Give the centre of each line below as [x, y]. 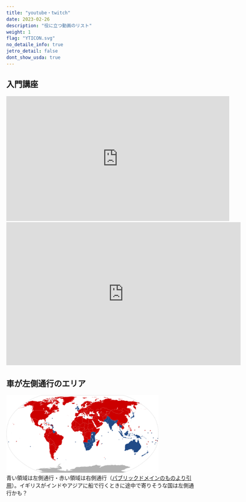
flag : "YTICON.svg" [31, 38]
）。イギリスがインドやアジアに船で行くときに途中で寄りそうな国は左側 [100, 486]
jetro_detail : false [32, 51]
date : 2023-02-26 [28, 19]
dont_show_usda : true [34, 58]
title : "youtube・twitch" [38, 13]
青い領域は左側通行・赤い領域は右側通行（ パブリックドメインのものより [96, 478]
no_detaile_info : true [35, 45]
